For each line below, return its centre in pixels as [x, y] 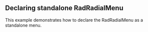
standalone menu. [23, 25]
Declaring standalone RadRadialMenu [64, 8]
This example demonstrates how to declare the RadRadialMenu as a [74, 20]
